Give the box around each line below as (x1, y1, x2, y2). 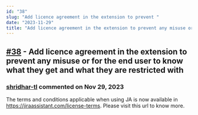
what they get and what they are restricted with (6, 65, 184, 75)
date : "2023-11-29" (6, 19, 54, 25)
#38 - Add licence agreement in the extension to (6, 46, 187, 56)
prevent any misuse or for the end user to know (6, 56, 184, 66)
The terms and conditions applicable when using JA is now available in (6, 96, 178, 103)
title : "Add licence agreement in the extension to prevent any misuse (6, 25, 186, 31)
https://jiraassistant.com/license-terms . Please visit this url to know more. (6, 102, 185, 109)
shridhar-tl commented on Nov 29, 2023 (6, 83, 124, 91)
